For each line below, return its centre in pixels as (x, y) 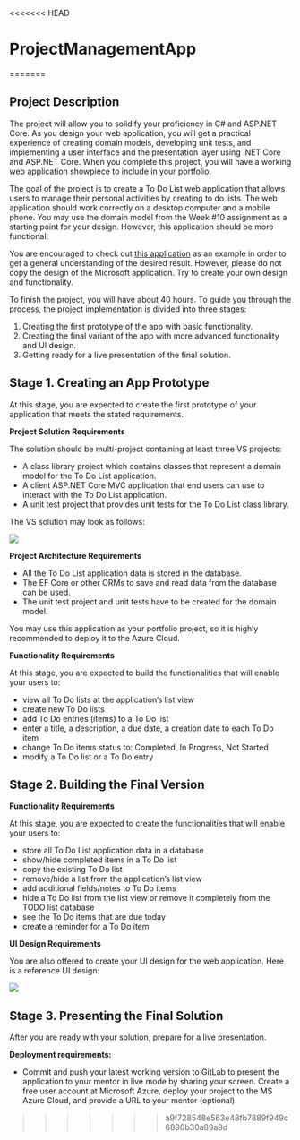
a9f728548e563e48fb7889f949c (227, 1118)
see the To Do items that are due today (94, 917)
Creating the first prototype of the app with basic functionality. (137, 326)
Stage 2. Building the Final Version (107, 784)
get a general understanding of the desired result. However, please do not (146, 262)
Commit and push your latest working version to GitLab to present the (150, 1072)
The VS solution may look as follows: (77, 521)
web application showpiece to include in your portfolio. (111, 171)
